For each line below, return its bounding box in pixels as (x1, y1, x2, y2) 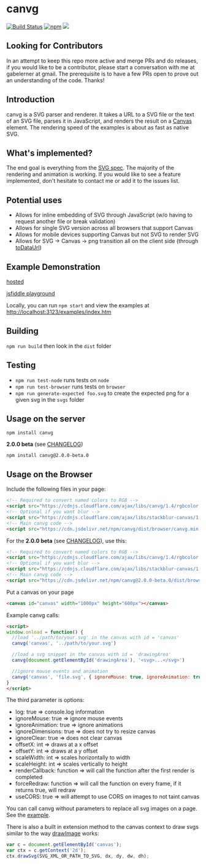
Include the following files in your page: (6, 485, 106, 493)
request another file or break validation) (15, 218, 116, 225)
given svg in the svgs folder (15, 396, 85, 403)
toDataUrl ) (15, 244, 42, 252)
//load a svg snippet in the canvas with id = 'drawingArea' (12, 652, 172, 658)
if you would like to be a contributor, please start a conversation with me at (6, 63, 195, 71)
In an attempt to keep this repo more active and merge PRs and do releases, (6, 57, 198, 64)
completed (15, 774, 43, 781)
